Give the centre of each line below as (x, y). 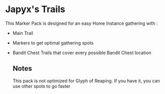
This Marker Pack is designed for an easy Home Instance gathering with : (81, 23)
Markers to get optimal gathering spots (53, 43)
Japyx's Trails (35, 9)
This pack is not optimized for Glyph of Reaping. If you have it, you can (86, 81)
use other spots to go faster (41, 86)
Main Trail (23, 33)
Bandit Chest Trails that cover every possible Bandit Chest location (82, 53)
